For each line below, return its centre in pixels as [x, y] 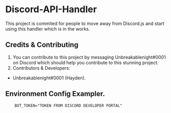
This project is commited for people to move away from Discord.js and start [85, 23]
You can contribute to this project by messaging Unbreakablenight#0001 [89, 57]
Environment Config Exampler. [55, 94]
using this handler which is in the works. [48, 29]
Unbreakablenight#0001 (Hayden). [49, 78]
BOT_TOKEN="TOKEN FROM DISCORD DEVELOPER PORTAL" [69, 105]
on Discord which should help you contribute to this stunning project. [85, 63]
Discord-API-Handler [51, 9]
